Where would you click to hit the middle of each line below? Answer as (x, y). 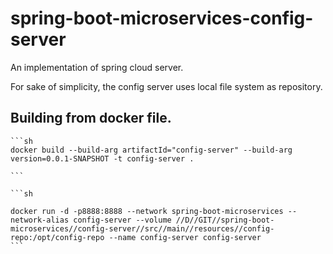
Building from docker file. (91, 118)
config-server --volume (122, 220)
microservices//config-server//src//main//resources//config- (142, 228)
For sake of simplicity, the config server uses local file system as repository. (166, 86)
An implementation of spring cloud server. (97, 67)
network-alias (40, 220)
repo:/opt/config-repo (57, 237)
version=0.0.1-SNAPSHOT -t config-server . (102, 158)
